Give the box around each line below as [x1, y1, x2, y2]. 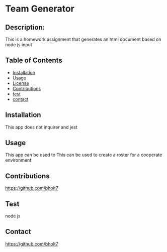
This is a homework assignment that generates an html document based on [5, 36, 161, 42]
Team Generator [5, 3, 74, 15]
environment [5, 157, 32, 163]
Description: [5, 23, 45, 32]
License [12, 80, 29, 86]
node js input [5, 42, 33, 48]
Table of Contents [5, 56, 63, 65]
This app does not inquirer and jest [5, 124, 78, 130]
